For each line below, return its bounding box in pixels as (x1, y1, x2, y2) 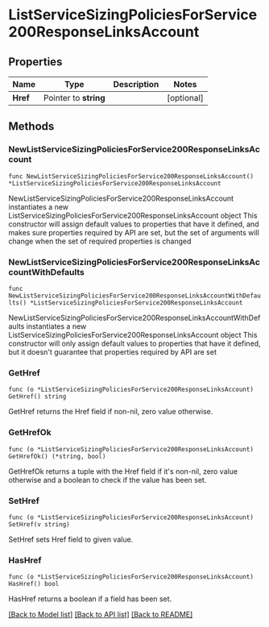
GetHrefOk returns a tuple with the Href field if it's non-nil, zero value (8, 466, 238, 476)
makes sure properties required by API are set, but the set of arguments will (8, 227, 259, 237)
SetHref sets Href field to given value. (8, 534, 134, 544)
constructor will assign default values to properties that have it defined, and (8, 219, 259, 229)
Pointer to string (43, 93, 106, 103)
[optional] (166, 93, 204, 103)
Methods (8, 119, 55, 134)
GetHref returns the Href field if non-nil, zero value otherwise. (8, 407, 213, 417)
